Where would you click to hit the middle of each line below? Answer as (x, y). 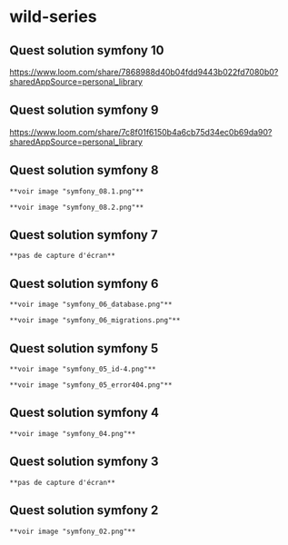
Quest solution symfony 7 (84, 235)
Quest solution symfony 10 (87, 50)
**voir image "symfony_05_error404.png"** (91, 385)
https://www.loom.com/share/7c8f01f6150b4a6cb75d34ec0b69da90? (141, 132)
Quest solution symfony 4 (84, 413)
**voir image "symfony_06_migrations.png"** (95, 321)
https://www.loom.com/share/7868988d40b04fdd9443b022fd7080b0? (144, 72)
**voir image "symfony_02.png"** (73, 531)
